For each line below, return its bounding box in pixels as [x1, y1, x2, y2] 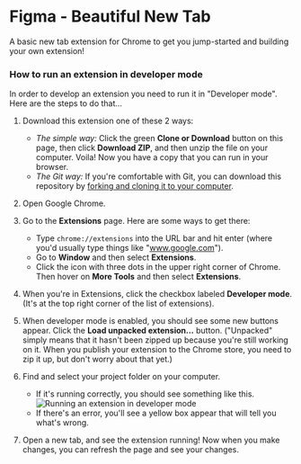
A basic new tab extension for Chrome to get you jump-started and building [9, 36, 289, 47]
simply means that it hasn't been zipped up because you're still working [22, 335, 289, 345]
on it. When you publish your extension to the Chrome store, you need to [22, 344, 292, 355]
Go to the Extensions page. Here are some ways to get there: [22, 216, 251, 227]
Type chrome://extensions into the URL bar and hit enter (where [35, 233, 273, 244]
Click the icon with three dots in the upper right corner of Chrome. [35, 262, 281, 272]
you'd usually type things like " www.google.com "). [35, 243, 224, 254]
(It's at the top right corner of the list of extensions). [22, 299, 215, 309]
